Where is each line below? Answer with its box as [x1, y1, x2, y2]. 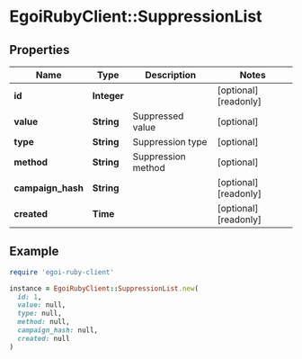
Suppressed [132, 110, 184, 122]
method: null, [17, 318, 70, 327]
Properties [9, 42, 70, 58]
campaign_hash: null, [17, 326, 99, 335]
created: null [17, 334, 70, 343]
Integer [92, 90, 124, 102]
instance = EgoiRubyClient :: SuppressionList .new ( [9, 283, 200, 293]
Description [145, 69, 196, 81]
